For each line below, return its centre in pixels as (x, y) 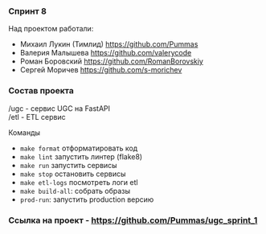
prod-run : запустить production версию (87, 199)
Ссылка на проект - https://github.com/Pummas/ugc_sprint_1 (133, 220)
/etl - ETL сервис (37, 117)
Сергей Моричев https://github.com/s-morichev (101, 70)
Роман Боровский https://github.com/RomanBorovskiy (111, 61)
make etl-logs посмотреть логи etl (79, 182)
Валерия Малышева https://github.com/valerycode (106, 53)
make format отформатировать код (79, 148)
